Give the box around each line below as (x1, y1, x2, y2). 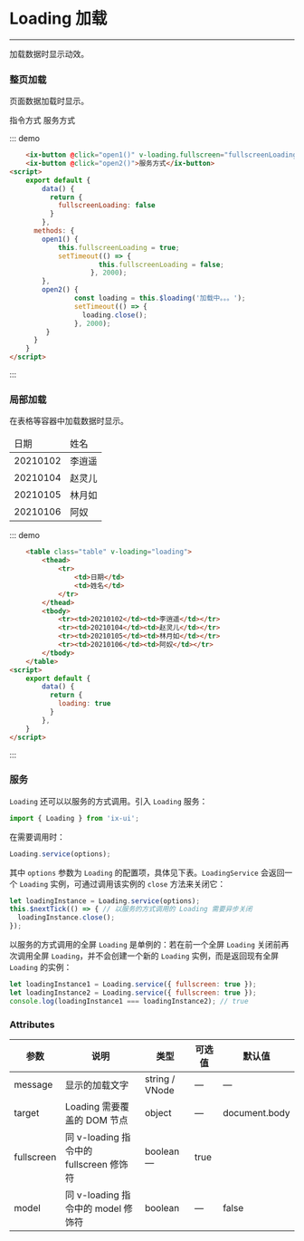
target (14, 1107, 40, 1119)
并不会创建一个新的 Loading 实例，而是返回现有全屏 (87, 950, 280, 961)
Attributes (9, 1018, 55, 1031)
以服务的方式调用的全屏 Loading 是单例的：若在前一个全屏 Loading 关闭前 (9, 939, 281, 950)
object (144, 1107, 172, 1119)
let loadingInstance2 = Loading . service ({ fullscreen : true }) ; (9, 988, 257, 997)
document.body (223, 1107, 290, 1119)
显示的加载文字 (64, 1079, 129, 1092)
